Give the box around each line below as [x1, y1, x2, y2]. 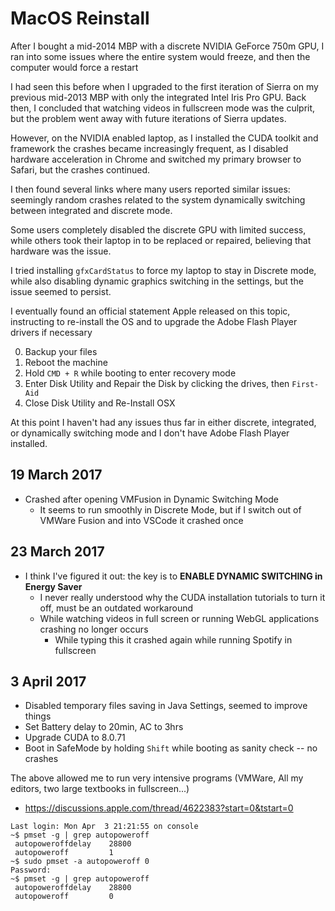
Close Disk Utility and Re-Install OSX [24, 397, 176, 409]
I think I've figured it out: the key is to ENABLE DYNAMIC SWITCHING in [24, 570, 323, 582]
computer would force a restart [10, 61, 139, 73]
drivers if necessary [10, 326, 93, 338]
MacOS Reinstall [10, 7, 150, 30]
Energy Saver [24, 580, 83, 592]
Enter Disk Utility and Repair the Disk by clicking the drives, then [24, 377, 290, 389]
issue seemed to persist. [10, 285, 112, 297]
